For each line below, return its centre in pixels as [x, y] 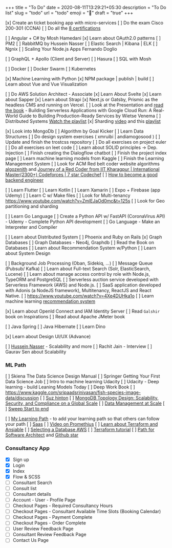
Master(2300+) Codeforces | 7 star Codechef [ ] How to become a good [81, 174]
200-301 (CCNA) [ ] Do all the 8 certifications [53, 28]
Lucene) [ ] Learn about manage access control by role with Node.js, [78, 274]
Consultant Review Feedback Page [49, 535]
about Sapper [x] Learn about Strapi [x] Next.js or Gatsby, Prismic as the [82, 100]
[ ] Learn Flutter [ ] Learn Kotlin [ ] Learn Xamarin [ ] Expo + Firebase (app [83, 190]
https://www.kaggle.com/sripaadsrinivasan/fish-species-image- [73, 392]
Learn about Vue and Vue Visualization [46, 84]
